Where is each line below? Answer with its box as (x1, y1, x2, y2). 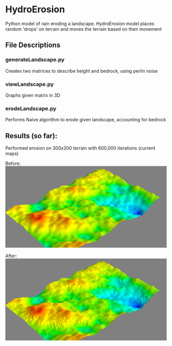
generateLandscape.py (5, 56, 65, 63)
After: (5, 253, 17, 259)
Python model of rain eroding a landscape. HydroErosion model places (5, 20, 155, 27)
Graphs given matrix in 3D (5, 92, 60, 98)
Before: (5, 160, 21, 167)
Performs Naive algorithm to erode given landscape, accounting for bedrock (5, 117, 166, 123)
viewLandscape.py (5, 80, 54, 88)
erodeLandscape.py (5, 105, 57, 112)
